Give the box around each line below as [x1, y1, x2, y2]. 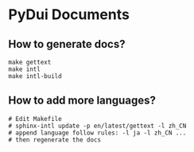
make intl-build [8, 72, 62, 80]
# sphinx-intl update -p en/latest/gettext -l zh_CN [8, 122, 187, 130]
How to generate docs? [8, 37, 126, 51]
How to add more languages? [8, 94, 157, 107]
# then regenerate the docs [8, 135, 102, 144]
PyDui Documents [8, 6, 130, 24]
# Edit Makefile [8, 115, 62, 123]
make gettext [8, 58, 52, 66]
